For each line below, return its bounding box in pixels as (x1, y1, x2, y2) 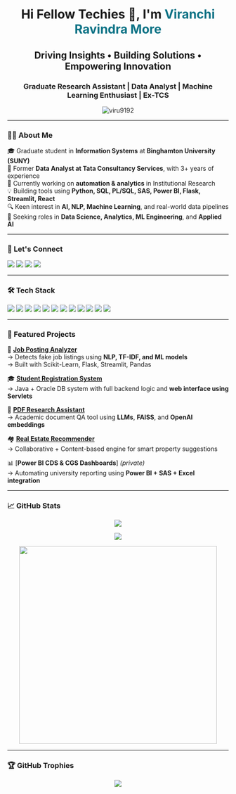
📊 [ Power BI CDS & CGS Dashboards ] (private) (7, 459, 145, 467)
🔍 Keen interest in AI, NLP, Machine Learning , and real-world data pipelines (7, 203, 229, 211)
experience (7, 172, 40, 180)
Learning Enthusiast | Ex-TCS (67, 90, 169, 100)
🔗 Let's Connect (7, 244, 63, 254)
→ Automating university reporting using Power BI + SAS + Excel (7, 469, 195, 478)
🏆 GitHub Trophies (7, 761, 74, 771)
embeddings (7, 421, 46, 429)
